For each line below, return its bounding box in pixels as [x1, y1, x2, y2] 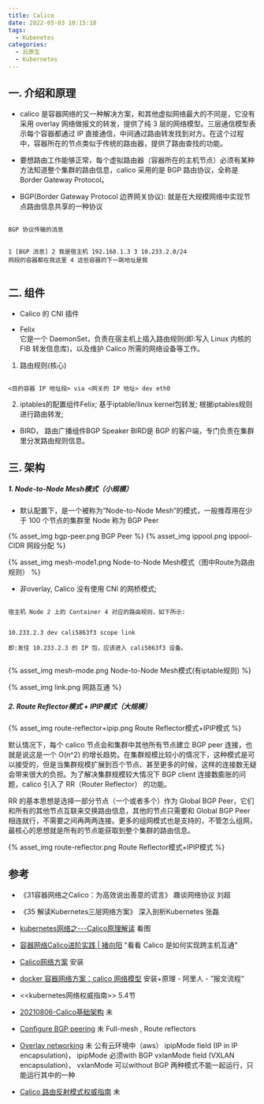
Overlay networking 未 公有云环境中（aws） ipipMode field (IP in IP [19, 1040, 238, 1050]
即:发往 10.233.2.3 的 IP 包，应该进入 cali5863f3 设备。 [8, 643, 188, 652]
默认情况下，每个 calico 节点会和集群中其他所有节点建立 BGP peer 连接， [8, 739, 246, 749]
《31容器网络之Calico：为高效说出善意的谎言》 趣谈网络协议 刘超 [19, 890, 231, 899]
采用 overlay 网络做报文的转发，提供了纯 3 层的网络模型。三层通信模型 [19, 119, 250, 128]
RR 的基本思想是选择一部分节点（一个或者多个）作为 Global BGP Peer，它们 [8, 796, 255, 806]
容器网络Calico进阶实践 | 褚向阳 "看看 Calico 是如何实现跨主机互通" [19, 940, 238, 950]
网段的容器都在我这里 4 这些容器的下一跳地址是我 [8, 256, 148, 264]
